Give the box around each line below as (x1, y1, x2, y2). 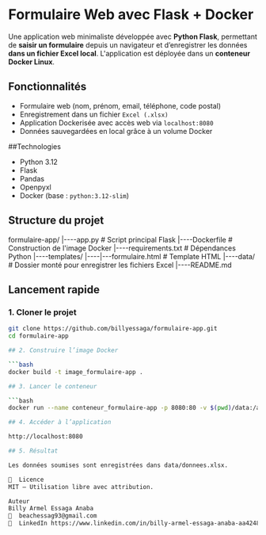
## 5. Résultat (8, 447, 59, 455)
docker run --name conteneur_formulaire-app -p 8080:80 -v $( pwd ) (8, 404, 232, 412)
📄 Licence (8, 476, 44, 483)
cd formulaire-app (8, 332, 69, 340)
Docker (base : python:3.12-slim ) (19, 190, 129, 200)
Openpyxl (19, 182, 51, 192)
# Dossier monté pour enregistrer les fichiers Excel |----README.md (8, 260, 232, 269)
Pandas (19, 174, 45, 183)
